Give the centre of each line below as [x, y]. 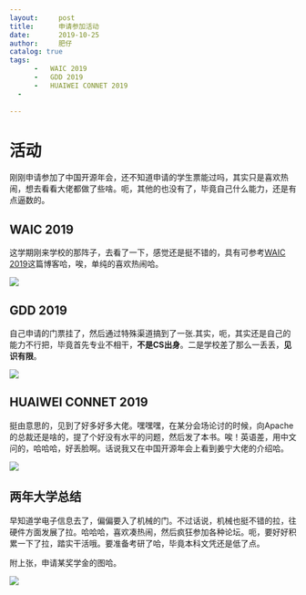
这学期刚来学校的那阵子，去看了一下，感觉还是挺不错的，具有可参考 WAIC [148, 252]
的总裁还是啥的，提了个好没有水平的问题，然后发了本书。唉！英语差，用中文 [153, 436]
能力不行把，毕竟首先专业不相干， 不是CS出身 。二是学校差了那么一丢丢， [147, 344]
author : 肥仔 [41, 43]
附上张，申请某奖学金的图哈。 [65, 562]
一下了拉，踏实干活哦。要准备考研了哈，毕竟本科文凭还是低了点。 [141, 543]
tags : [20, 60]
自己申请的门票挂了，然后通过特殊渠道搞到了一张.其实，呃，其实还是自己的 [150, 333]
